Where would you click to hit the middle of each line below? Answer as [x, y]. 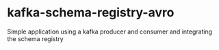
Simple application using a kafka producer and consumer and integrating [110, 32]
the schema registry [35, 38]
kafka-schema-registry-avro [91, 13]
